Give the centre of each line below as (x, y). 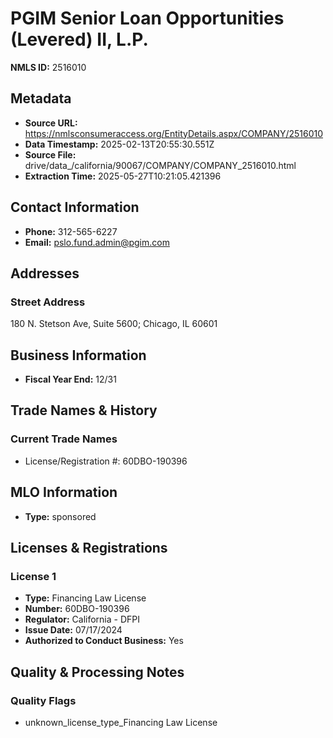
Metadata (41, 98)
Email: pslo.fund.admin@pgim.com (97, 242)
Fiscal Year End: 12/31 (70, 379)
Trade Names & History (84, 410)
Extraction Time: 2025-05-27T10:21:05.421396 (123, 176)
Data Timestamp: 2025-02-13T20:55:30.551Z (119, 144)
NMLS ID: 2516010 (48, 67)
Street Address (48, 302)
